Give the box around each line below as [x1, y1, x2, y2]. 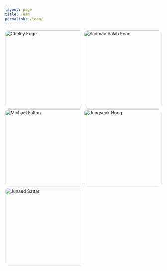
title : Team [5, 12, 30, 17]
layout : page [5, 7, 32, 12]
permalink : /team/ [5, 16, 43, 21]
